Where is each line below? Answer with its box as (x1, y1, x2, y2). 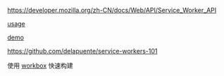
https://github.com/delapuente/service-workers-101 (7, 47, 158, 55)
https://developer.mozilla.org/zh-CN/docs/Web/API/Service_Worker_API (7, 6, 217, 14)
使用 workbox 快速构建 (7, 61, 73, 70)
